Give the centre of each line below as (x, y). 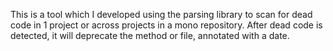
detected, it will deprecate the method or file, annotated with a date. (150, 35)
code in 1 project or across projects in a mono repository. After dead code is (166, 25)
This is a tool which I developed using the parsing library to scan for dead (161, 14)
